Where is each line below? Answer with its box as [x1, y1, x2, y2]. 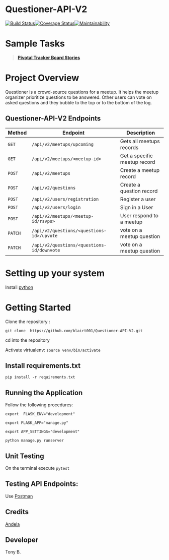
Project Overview [5, 72, 79, 84]
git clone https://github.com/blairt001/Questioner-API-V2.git [5, 328, 143, 333]
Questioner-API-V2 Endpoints [5, 114, 101, 123]
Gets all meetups [120, 138, 160, 145]
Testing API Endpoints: [5, 480, 78, 488]
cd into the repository [5, 337, 50, 343]
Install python [5, 284, 34, 290]
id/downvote [32, 247, 60, 253]
